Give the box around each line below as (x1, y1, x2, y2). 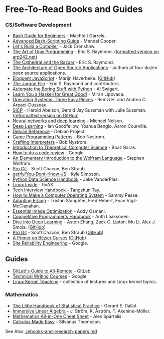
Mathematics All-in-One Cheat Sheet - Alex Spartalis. (12, 313, 123, 319)
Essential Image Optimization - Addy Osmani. (12, 208, 106, 214)
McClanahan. (12, 203, 40, 209)
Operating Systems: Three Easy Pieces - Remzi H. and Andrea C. (12, 97, 147, 103)
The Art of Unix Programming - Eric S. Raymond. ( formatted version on (12, 49, 159, 55)
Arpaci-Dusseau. (12, 102, 48, 108)
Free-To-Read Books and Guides (5, 4, 143, 15)
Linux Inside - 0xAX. (12, 182, 55, 188)
